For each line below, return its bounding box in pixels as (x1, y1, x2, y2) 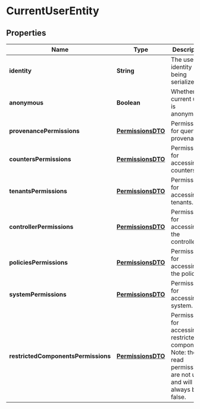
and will (170, 378, 192, 386)
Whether (170, 87, 195, 96)
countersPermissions (9, 155, 71, 163)
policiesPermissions (9, 259, 68, 266)
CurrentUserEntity (6, 4, 99, 18)
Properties (6, 28, 46, 38)
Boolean (116, 99, 141, 106)
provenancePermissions (9, 127, 80, 135)
